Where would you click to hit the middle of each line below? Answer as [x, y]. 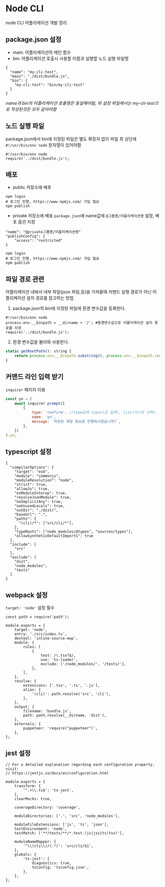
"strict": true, [31, 485]
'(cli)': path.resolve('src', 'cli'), [71, 694]
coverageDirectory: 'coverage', [47, 807]
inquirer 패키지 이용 [25, 389]
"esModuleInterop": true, [41, 493]
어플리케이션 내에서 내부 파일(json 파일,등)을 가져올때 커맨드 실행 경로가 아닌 [79, 292]
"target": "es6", [32, 472]
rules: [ [32, 647]
